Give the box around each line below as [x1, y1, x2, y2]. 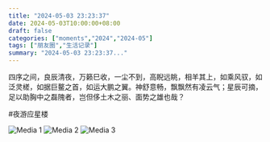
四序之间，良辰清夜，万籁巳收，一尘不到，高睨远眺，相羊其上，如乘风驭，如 [8, 72, 263, 81]
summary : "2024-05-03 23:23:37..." [8, 49, 128, 57]
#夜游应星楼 [8, 109, 48, 119]
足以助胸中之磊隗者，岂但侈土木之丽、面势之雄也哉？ [8, 92, 185, 101]
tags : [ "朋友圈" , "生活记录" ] [8, 42, 98, 50]
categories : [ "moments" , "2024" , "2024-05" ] [8, 34, 153, 43]
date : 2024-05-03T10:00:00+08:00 [8, 19, 121, 27]
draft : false [8, 26, 52, 34]
